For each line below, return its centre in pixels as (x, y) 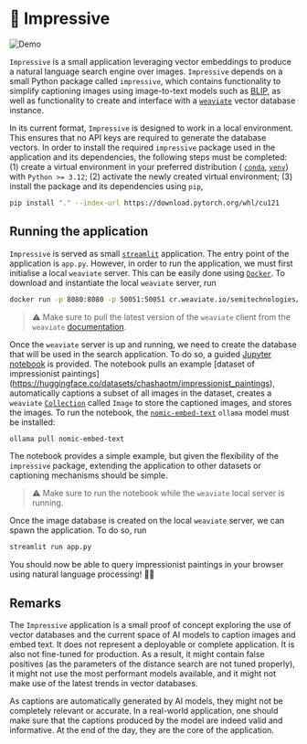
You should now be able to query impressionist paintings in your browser (147, 565)
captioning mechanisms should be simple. (89, 475)
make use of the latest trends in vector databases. (104, 684)
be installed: (32, 422)
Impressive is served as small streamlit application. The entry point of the (149, 253)
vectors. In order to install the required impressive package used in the (143, 147)
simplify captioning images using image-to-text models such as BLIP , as (145, 90)
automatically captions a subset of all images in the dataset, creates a (141, 393)
